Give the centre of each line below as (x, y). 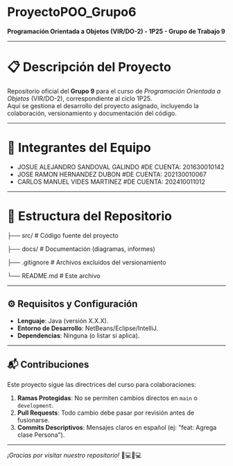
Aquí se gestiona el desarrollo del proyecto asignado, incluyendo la (103, 105)
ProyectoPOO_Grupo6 (72, 12)
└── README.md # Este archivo (54, 275)
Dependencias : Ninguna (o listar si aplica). (78, 335)
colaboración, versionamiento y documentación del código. (92, 113)
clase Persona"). (41, 435)
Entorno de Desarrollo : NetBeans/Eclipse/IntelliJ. (87, 328)
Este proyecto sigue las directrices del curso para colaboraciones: (102, 385)
